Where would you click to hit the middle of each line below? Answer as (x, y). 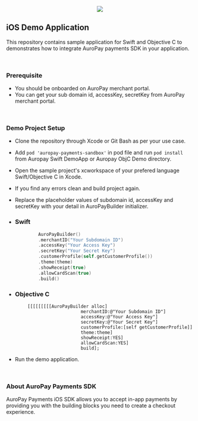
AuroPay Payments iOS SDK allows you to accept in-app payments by (92, 400)
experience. (21, 412)
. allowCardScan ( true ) (65, 273)
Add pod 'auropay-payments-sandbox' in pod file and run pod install (99, 153)
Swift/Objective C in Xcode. (48, 177)
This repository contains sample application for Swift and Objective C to (94, 42)
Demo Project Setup (36, 128)
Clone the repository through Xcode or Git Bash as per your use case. (100, 141)
